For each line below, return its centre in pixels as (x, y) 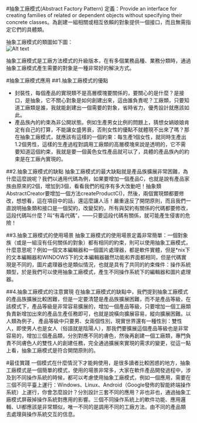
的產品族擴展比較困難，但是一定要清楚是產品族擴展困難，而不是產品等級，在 (98, 299)
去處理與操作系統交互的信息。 (42, 414)
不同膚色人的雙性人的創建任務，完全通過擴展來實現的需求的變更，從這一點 (101, 343)
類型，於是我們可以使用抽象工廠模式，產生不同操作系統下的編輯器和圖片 (93, 272)
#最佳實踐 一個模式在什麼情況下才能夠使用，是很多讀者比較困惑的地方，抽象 (98, 363)
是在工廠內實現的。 (43, 159)
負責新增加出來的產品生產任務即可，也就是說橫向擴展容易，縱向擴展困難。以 (98, 314)
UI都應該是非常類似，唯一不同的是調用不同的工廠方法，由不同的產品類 (101, 407)
